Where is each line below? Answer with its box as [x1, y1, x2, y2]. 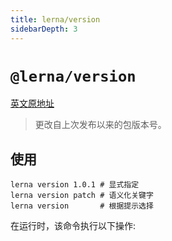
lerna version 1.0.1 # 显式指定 [10, 180, 140, 190]
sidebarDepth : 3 [10, 24, 78, 34]
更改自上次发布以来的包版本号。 [34, 119, 167, 131]
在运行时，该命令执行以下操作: [10, 220, 137, 232]
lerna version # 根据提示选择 [10, 201, 154, 211]
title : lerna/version [10, 14, 101, 25]
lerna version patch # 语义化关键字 [10, 191, 154, 201]
